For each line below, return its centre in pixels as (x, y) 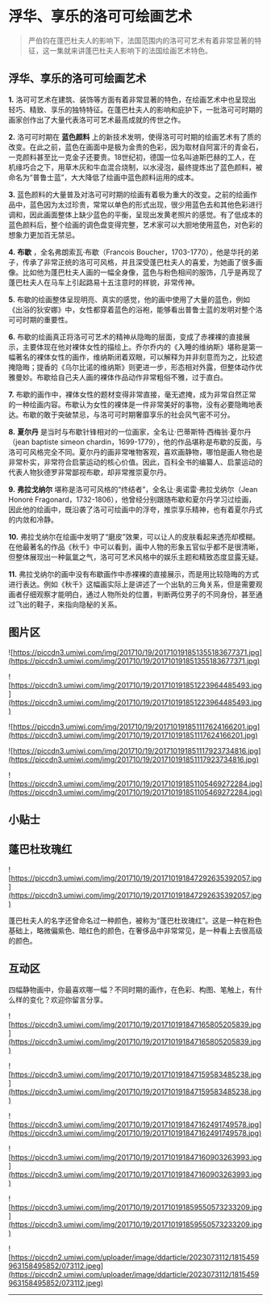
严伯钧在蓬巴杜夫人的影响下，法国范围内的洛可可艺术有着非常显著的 (141, 40)
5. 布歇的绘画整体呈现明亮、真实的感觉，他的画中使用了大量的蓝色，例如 (129, 299)
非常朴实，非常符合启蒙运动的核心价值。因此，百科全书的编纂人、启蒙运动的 (135, 462)
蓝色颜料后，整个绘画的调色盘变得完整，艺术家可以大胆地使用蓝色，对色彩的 (135, 225)
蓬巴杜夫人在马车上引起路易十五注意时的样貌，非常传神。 (104, 282)
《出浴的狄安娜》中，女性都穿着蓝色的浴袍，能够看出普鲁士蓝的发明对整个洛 (135, 309)
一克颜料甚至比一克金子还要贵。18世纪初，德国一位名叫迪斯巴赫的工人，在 (132, 157)
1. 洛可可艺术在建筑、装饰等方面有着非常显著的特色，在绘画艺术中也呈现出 (132, 99)
